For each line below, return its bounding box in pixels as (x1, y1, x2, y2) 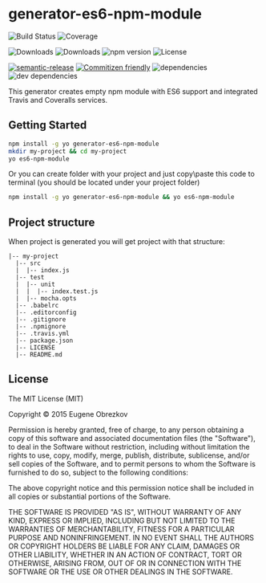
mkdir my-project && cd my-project (8, 147, 127, 155)
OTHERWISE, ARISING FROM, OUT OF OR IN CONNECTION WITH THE (8, 558, 242, 568)
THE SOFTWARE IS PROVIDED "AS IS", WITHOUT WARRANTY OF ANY (8, 507, 242, 516)
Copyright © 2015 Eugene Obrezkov (8, 409, 128, 418)
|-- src (15, 259, 42, 267)
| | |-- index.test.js (15, 287, 99, 296)
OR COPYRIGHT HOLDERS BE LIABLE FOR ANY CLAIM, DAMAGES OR (8, 541, 240, 551)
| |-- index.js (15, 267, 70, 275)
